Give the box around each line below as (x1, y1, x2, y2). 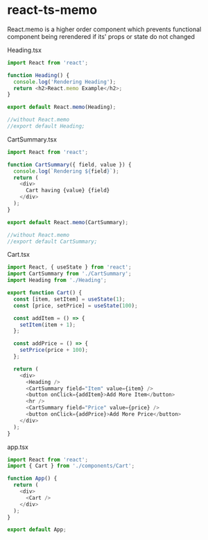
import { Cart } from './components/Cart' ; (7, 462, 135, 470)
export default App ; (7, 526, 67, 533)
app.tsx (7, 443, 29, 451)
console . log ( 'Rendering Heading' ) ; (13, 78, 116, 85)
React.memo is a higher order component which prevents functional (7, 25, 202, 33)
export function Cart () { (7, 289, 82, 296)
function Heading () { (7, 71, 70, 78)
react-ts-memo (7, 2, 98, 18)
